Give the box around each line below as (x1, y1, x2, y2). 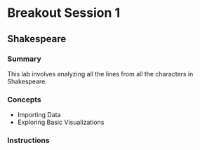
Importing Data (17, 111, 61, 119)
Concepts (7, 95, 42, 104)
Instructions (7, 135, 51, 145)
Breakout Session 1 (7, 5, 121, 21)
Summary (7, 54, 42, 64)
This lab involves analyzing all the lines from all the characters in (7, 69, 194, 78)
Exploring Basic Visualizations (17, 118, 105, 127)
